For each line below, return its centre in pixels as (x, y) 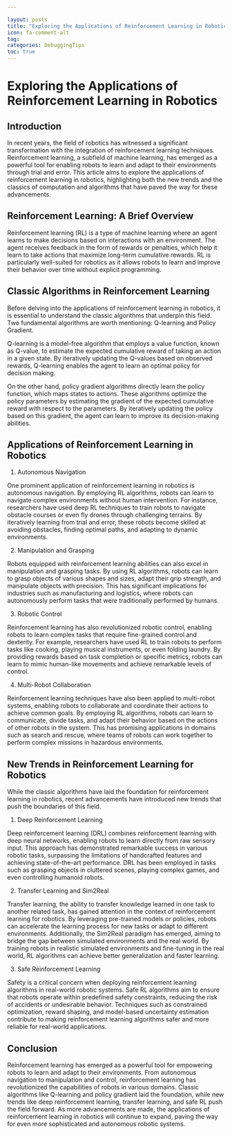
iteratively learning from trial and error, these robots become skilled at (106, 523)
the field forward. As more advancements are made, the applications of (108, 1109)
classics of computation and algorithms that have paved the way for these (113, 187)
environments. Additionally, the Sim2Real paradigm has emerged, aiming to (114, 934)
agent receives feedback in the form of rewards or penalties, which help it (112, 247)
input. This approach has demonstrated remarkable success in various (108, 848)
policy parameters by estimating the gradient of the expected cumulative (110, 401)
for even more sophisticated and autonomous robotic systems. (96, 1124)
